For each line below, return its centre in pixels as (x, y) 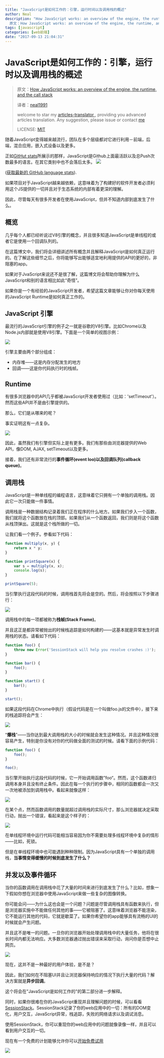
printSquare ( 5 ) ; (21, 584)
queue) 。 (15, 465)
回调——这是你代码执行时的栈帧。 (46, 368)
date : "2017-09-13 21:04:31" (35, 37)
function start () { (25, 681)
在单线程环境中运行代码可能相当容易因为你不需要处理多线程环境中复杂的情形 (82, 835)
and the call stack (35, 95)
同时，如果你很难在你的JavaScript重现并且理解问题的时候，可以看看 (74, 1002)
